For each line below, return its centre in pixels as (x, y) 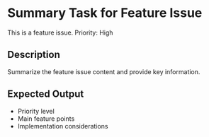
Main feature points (46, 119)
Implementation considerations (63, 126)
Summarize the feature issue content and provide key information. (104, 71)
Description (34, 55)
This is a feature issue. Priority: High (60, 32)
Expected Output (46, 94)
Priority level (36, 111)
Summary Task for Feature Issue (105, 13)
